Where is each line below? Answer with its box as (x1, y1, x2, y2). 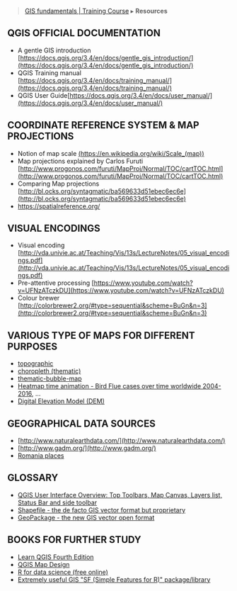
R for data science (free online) (17, 568, 108, 576)
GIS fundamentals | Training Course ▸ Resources (24, 7, 168, 15)
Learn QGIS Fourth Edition (17, 553, 94, 561)
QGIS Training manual (17, 68, 81, 77)
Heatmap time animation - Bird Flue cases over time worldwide (17, 382, 202, 390)
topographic (17, 359, 54, 368)
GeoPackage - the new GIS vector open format (17, 513, 155, 522)
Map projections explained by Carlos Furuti (17, 157, 144, 165)
